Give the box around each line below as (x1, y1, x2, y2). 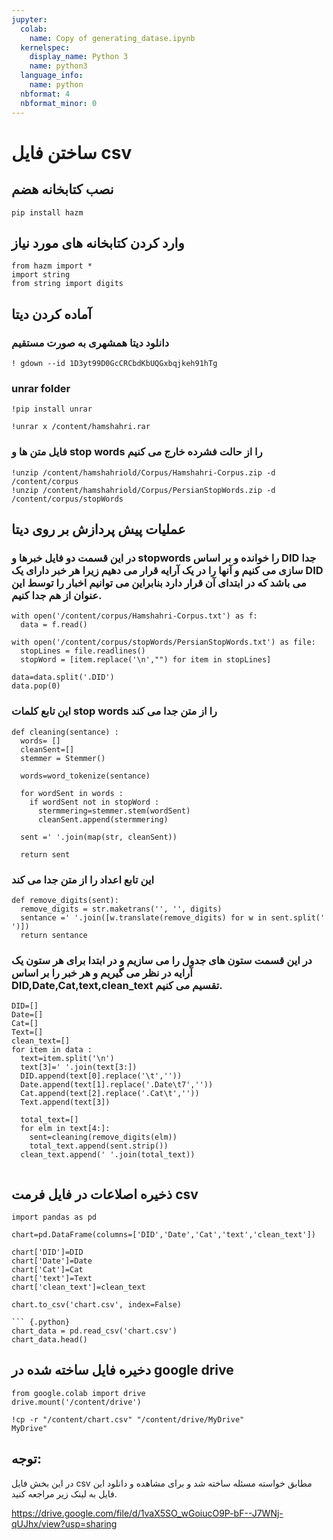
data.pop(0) (11, 681, 61, 691)
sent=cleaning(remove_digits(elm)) (29, 1132, 178, 1143)
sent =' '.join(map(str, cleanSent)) (20, 832, 178, 842)
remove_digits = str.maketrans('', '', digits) (20, 904, 223, 914)
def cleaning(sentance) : (11, 727, 119, 737)
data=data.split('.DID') (11, 672, 115, 683)
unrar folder (11, 381, 71, 395)
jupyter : (11, 14, 48, 25)
